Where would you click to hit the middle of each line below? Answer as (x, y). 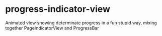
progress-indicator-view (58, 9)
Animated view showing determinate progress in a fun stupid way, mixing (81, 23)
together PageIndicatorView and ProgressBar (52, 28)
